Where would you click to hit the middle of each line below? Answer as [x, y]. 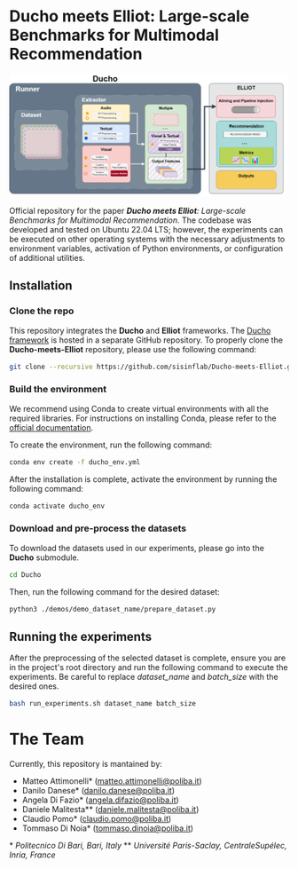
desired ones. [34, 686]
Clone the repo [42, 311]
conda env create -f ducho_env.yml [75, 462]
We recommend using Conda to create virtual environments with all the [139, 408]
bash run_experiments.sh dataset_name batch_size [103, 704]
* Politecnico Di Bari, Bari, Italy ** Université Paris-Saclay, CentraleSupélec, [148, 846]
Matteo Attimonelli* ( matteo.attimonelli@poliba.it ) [112, 781]
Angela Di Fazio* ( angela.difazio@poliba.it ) [100, 800]
